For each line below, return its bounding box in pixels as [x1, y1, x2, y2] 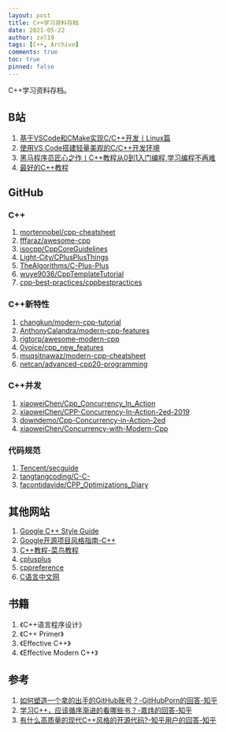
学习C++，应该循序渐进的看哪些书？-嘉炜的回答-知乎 [19, 705, 193, 715]
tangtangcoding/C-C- [19, 472, 91, 481]
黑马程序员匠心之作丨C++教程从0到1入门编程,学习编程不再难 [19, 153, 217, 162]
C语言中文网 [19, 572, 61, 582]
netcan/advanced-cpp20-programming [19, 359, 148, 369]
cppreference [19, 563, 65, 572]
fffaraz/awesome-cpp [19, 236, 91, 245]
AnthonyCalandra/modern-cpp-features [19, 325, 150, 335]
